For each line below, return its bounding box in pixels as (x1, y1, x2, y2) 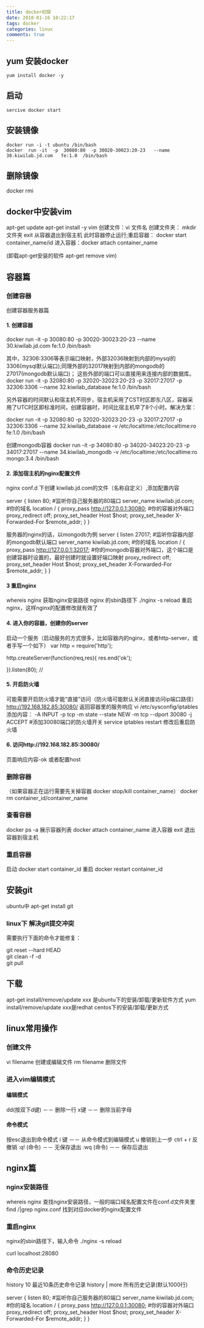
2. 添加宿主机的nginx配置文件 (6, 469, 81, 477)
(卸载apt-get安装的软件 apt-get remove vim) (6, 252, 117, 260)
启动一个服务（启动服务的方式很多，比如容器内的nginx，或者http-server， (6, 634, 193, 642)
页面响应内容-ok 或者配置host (6, 756, 81, 763)
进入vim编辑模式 (6, 1075, 55, 1084)
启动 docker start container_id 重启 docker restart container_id (6, 865, 163, 873)
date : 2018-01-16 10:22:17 (6, 15, 75, 21)
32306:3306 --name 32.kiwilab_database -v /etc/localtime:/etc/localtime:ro (6, 422, 197, 430)
